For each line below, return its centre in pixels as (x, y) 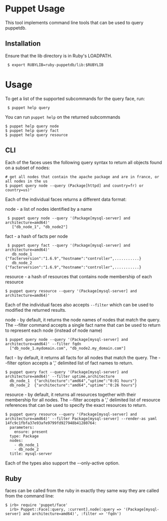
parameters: (22, 427)
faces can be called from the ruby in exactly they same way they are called (82, 490)
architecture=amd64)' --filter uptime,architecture (60, 376)
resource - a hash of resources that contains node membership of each (79, 276)
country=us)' (19, 190)
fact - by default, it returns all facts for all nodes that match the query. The (81, 357)
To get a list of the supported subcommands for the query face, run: (75, 99)
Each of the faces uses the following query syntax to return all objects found (83, 162)
